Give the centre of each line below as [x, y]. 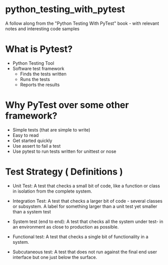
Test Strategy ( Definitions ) [64, 172]
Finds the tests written [43, 74]
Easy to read [25, 135]
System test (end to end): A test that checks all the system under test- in [88, 222]
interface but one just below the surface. [55, 257]
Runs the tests [35, 79]
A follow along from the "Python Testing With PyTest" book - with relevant [82, 23]
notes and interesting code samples [42, 28]
